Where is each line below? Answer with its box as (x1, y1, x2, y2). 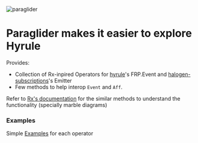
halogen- (167, 71, 191, 78)
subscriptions (14, 77, 49, 84)
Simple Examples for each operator (6, 130, 94, 137)
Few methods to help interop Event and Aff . (14, 83, 123, 90)
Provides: (6, 59, 30, 66)
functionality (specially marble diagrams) (6, 101, 107, 108)
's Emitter (48, 77, 72, 84)
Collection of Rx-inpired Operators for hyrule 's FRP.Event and (14, 71, 167, 78)
